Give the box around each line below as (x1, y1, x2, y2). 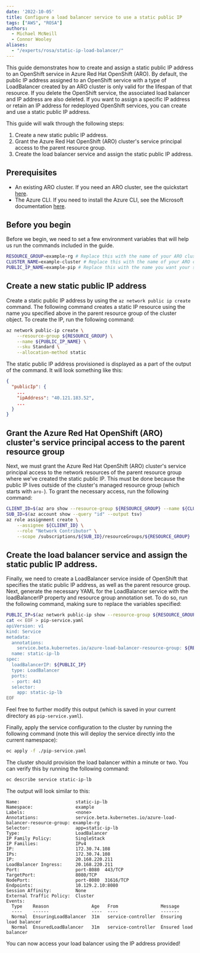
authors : (6, 25, 28, 32)
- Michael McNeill (11, 31, 58, 37)
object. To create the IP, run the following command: (6, 315, 135, 323)
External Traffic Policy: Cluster (6, 893, 95, 899)
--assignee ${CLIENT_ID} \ (17, 522, 84, 528)
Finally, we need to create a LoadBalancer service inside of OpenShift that (6, 575, 188, 582)
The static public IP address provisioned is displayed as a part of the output (6, 360, 192, 367)
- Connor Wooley (11, 36, 52, 42)
